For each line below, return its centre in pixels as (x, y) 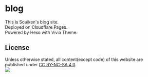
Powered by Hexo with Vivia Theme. (41, 32)
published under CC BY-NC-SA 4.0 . (41, 64)
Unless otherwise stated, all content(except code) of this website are (74, 59)
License (17, 48)
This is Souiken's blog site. (32, 22)
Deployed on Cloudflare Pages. (36, 27)
